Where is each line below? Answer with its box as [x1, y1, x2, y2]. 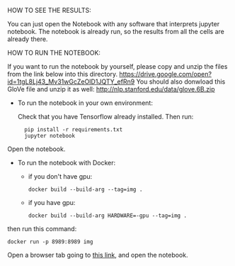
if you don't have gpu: [28, 172, 93, 180]
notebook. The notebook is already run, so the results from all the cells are [7, 28, 224, 35]
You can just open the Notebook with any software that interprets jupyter [7, 20, 220, 28]
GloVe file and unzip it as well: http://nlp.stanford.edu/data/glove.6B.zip [7, 85, 215, 93]
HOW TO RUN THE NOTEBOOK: [7, 49, 101, 57]
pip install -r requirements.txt [24, 126, 123, 133]
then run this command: [7, 225, 77, 233]
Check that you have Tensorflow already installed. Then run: [17, 113, 194, 121]
